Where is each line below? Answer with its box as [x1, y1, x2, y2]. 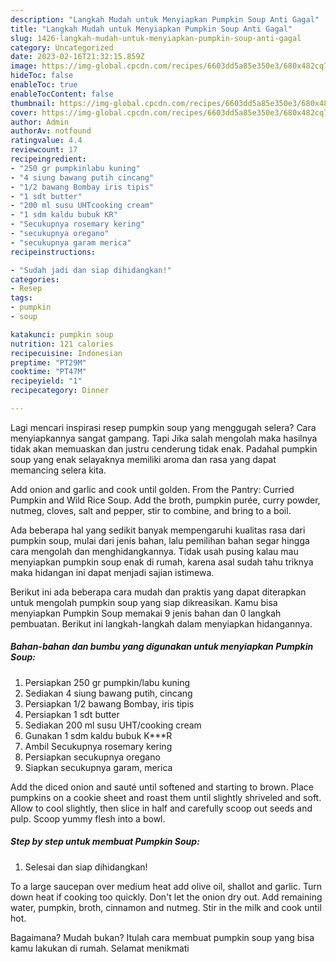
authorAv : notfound [10, 126, 92, 136]
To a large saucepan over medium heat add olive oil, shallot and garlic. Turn [10, 880, 322, 892]
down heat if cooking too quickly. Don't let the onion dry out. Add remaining [10, 891, 323, 903]
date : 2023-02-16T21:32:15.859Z [10, 52, 145, 62]
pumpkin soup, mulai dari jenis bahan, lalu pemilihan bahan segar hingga [10, 534, 310, 546]
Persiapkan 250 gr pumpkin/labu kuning [24, 676, 191, 688]
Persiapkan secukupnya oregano [24, 751, 161, 763]
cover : [10, 107, 38, 118]
